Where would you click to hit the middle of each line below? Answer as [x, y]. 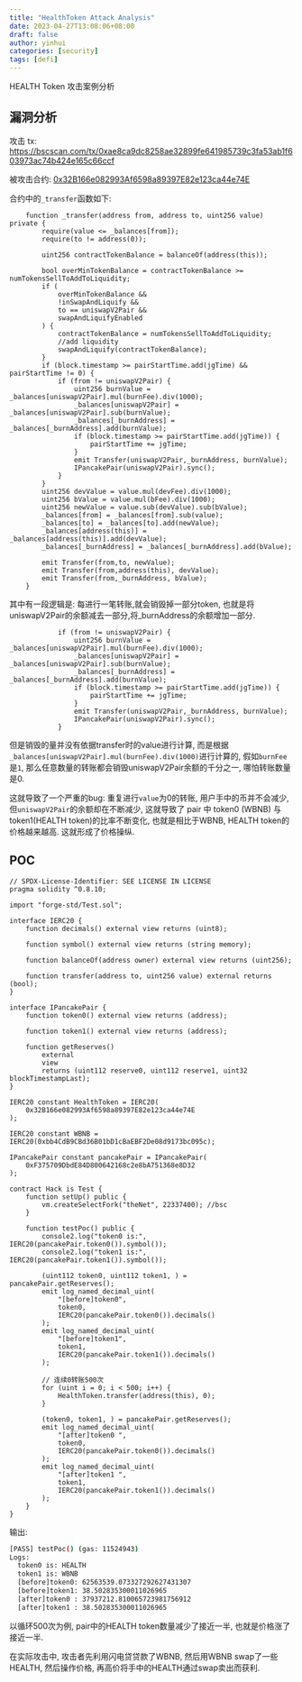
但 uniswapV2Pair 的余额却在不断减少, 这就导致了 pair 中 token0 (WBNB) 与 [146, 809]
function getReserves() [70, 1047]
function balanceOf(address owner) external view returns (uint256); [159, 960]
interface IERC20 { [46, 920]
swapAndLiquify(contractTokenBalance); [132, 349]
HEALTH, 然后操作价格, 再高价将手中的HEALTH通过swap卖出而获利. [135, 1668]
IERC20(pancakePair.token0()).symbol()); [88, 1244]
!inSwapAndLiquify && [98, 302]
